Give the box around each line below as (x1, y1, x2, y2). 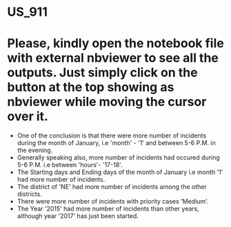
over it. (7, 109, 48, 125)
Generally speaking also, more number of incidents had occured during (17, 153, 221, 162)
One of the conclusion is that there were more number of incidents (17, 131, 207, 140)
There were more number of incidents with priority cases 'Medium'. (17, 197, 209, 206)
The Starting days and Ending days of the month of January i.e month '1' (17, 168, 223, 176)
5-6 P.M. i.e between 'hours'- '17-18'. (17, 161, 123, 169)
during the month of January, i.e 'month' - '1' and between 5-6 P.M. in (17, 139, 216, 147)
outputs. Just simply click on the (7, 65, 198, 80)
